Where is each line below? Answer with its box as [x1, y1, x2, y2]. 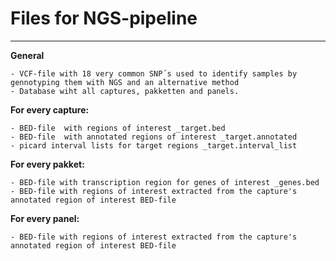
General [10, 49, 45, 61]
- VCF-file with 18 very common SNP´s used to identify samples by [10, 68, 298, 79]
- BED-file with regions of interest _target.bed [10, 123, 226, 133]
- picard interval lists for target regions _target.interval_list [10, 140, 298, 151]
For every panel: [10, 212, 80, 224]
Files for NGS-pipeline [10, 7, 198, 30]
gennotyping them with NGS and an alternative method [10, 77, 240, 87]
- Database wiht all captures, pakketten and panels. [10, 86, 240, 96]
